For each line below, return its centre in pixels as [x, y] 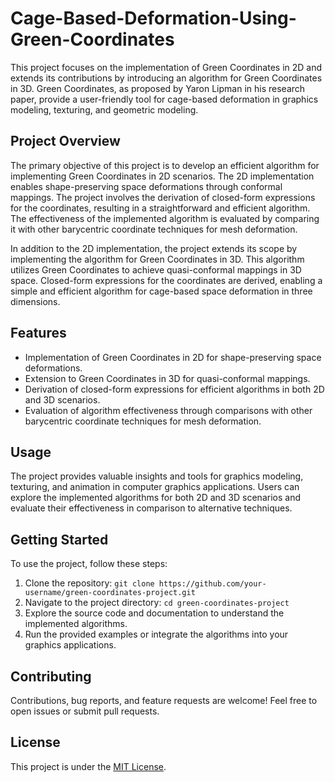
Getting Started [59, 539]
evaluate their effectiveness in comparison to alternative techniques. [151, 508]
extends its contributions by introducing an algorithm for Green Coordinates [166, 78]
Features [38, 333]
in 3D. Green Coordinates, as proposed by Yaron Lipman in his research [158, 88]
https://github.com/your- [212, 584]
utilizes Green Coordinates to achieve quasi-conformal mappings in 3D [156, 269]
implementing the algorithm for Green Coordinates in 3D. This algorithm [157, 259]
